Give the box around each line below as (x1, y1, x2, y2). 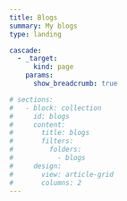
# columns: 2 (9, 178, 82, 188)
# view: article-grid (9, 170, 114, 179)
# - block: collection (9, 104, 102, 113)
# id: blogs (9, 112, 70, 121)
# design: (9, 162, 63, 171)
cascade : (9, 46, 42, 54)
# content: (9, 120, 66, 130)
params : (25, 71, 54, 80)
